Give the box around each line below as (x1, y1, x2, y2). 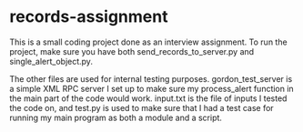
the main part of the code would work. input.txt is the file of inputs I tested (9, 93, 288, 104)
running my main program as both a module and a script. (9, 112, 223, 123)
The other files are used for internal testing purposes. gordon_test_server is (9, 73, 293, 84)
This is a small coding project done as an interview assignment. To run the (9, 36, 288, 47)
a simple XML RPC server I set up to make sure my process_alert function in (9, 83, 294, 94)
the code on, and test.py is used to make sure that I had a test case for (9, 102, 275, 113)
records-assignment (9, 6, 168, 27)
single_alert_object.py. (9, 56, 94, 66)
